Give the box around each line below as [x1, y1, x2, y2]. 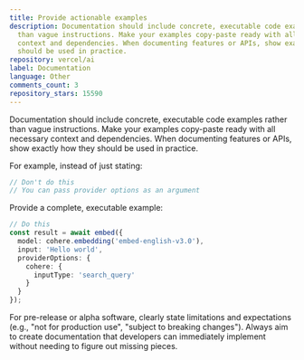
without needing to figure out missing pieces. [9, 341, 178, 351]
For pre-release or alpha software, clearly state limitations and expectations [9, 312, 292, 322]
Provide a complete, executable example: [9, 203, 164, 213]
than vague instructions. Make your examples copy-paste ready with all [9, 123, 276, 134]
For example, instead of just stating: [9, 160, 143, 171]
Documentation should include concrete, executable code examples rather [9, 114, 288, 125]
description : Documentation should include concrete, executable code [9, 22, 281, 31]
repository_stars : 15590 [9, 89, 103, 98]
